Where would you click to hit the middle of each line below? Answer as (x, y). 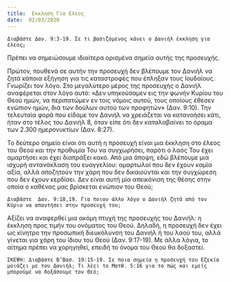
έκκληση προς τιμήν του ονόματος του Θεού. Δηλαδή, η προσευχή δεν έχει (114, 225)
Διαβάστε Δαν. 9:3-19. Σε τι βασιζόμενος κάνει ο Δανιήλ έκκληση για (109, 39)
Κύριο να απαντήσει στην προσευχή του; (64, 205)
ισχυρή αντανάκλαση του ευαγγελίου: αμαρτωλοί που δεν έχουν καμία (110, 164)
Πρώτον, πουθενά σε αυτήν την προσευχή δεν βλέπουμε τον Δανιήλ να (110, 71)
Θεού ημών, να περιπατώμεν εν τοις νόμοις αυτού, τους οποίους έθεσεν (111, 100)
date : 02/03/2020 (33, 20)
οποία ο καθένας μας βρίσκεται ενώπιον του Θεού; (80, 186)
